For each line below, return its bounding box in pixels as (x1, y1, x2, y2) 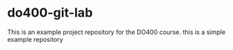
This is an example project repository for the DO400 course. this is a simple (7, 28, 226, 36)
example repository (7, 35, 63, 43)
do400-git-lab (7, 5, 93, 21)
